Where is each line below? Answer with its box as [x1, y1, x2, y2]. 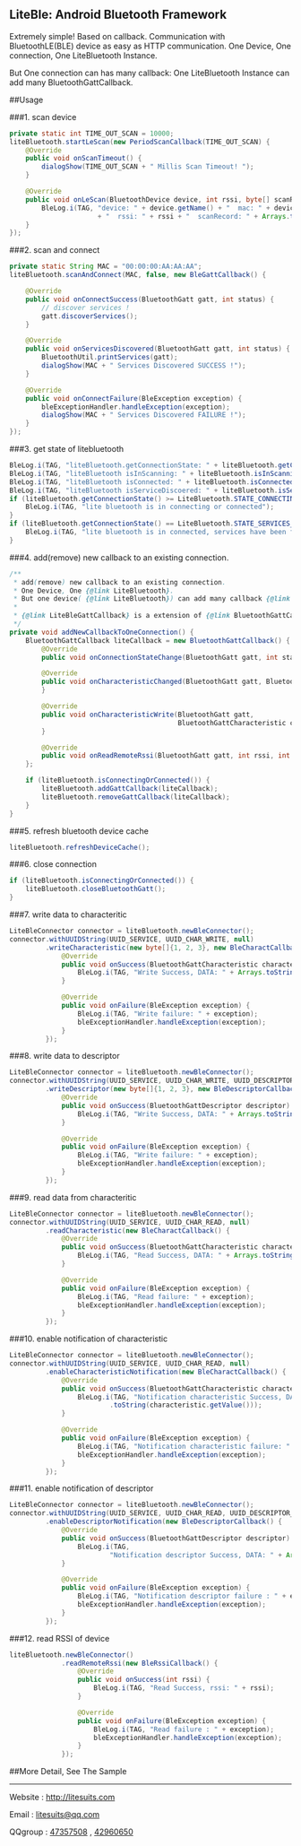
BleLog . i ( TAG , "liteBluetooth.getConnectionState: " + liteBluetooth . [9, 461, 279, 470]
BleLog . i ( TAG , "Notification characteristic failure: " [77, 1442, 291, 1451]
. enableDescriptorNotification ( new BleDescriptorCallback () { [45, 1517, 282, 1527]
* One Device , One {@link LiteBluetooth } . [13, 586, 175, 595]
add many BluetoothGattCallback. [9, 76, 133, 88]
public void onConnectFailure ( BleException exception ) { [25, 394, 243, 403]
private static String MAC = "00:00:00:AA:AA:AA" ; [9, 262, 202, 272]
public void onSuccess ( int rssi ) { [77, 1676, 211, 1685]
